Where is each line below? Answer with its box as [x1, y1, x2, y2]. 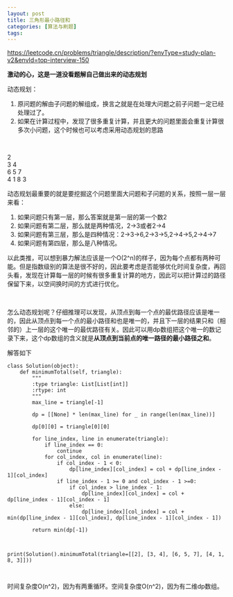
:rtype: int [32, 387, 67, 394]
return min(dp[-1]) [32, 527, 89, 534]
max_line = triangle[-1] [32, 399, 104, 406]
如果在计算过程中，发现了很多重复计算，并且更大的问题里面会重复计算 [17, 117, 218, 126]
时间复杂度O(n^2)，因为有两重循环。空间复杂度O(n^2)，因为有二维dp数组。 [7, 582, 223, 591]
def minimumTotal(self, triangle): [19, 369, 123, 376]
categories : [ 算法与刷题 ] [7, 23, 77, 30]
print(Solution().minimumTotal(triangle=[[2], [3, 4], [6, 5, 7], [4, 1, [7, 551, 225, 558]
